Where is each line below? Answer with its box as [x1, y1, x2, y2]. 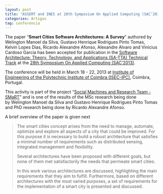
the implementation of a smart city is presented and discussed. [16, 183, 143, 190]
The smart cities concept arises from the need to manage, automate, [16, 123, 154, 129]
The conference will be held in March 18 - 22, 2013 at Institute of [5, 69, 134, 75]
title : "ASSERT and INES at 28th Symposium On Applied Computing [5, 12, 140, 17]
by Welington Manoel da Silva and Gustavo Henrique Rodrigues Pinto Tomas [5, 99, 158, 105]
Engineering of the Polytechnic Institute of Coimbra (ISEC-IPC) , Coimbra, [5, 74, 151, 80]
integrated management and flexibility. [16, 144, 94, 150]
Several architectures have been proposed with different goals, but [16, 154, 151, 159]
